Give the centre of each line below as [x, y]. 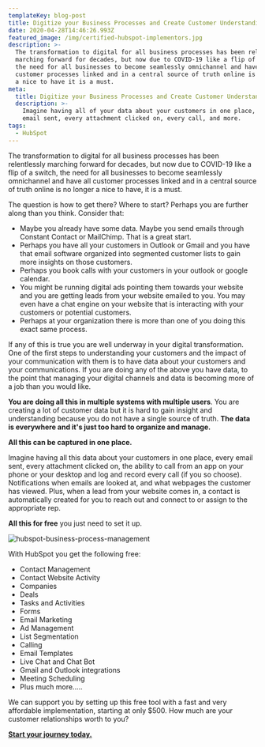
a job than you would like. [50, 386]
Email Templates [46, 653]
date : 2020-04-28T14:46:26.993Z [61, 30]
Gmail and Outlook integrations [70, 670]
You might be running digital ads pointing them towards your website [131, 287]
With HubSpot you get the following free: [75, 553]
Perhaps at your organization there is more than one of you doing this [132, 320]
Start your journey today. [50, 734]
